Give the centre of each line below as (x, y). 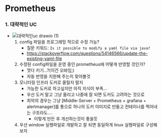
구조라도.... (42, 113)
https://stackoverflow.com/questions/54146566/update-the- (87, 53)
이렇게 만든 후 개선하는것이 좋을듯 (66, 119)
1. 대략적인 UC (21, 25)
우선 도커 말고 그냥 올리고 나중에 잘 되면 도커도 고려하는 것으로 (86, 94)
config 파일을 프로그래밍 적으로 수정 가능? (59, 42)
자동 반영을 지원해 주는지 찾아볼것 (59, 77)
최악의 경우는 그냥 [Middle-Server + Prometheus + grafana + (86, 101)
